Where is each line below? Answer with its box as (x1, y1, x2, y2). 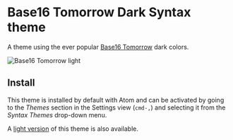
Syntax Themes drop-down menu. (7, 110, 107, 119)
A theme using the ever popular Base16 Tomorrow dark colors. (7, 42, 189, 51)
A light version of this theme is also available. (7, 124, 139, 133)
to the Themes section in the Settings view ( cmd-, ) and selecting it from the (7, 103, 226, 112)
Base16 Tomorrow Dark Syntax (7, 4, 191, 21)
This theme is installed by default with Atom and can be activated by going (7, 95, 225, 104)
